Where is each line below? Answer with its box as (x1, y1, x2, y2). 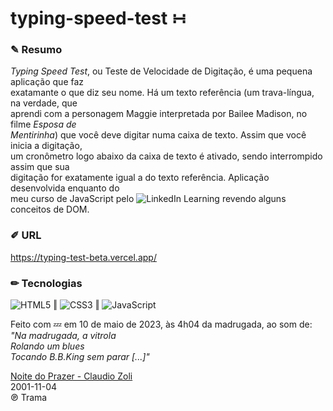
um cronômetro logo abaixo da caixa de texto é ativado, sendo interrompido (10, 150, 323, 162)
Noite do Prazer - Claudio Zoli (10, 370, 133, 382)
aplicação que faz (10, 76, 85, 88)
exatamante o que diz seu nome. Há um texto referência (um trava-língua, (10, 87, 315, 99)
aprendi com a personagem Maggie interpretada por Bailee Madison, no (10, 108, 308, 120)
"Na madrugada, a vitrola (10, 330, 117, 342)
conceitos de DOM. (10, 203, 90, 216)
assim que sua (10, 161, 70, 173)
